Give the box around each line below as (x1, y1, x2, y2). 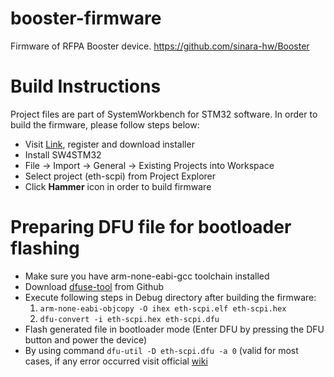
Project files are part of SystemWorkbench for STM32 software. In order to (10, 108, 318, 120)
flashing (10, 237, 80, 260)
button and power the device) (24, 333, 147, 346)
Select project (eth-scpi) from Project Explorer (24, 170, 217, 182)
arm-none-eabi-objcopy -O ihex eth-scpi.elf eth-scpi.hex (39, 303, 287, 314)
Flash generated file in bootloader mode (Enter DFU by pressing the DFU (24, 323, 325, 335)
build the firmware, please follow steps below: (10, 118, 200, 131)
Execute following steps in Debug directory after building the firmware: (24, 291, 317, 303)
